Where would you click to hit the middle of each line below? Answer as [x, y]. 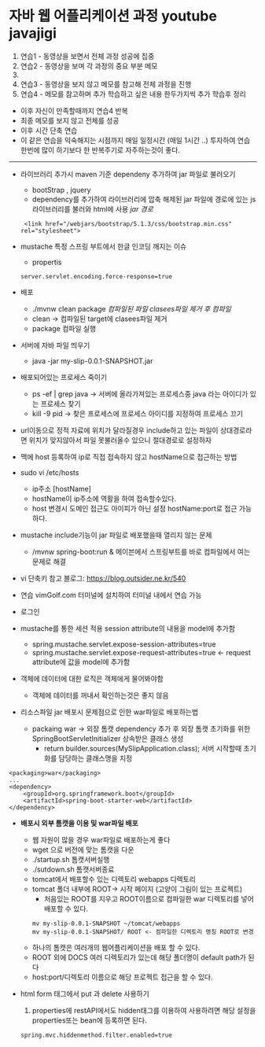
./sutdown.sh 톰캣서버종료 [73, 869]
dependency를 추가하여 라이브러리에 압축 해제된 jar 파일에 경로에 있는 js [144, 199]
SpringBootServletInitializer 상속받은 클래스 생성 [108, 738]
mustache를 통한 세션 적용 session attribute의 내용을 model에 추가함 [127, 628]
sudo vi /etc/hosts [50, 472]
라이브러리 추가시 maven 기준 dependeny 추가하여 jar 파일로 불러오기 [128, 174]
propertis [47, 262]
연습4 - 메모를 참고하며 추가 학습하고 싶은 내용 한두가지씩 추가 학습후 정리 [133, 94]
